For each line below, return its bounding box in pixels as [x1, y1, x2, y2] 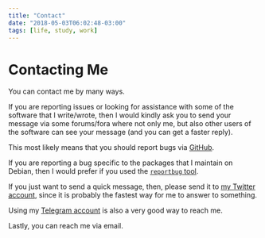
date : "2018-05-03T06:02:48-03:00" [8, 19, 127, 27]
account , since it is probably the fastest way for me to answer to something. [8, 190, 257, 200]
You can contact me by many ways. [8, 86, 125, 96]
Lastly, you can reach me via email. [8, 221, 123, 231]
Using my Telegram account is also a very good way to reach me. [8, 205, 223, 215]
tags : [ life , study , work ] [8, 26, 98, 34]
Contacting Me [8, 60, 109, 79]
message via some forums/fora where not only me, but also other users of [8, 119, 252, 129]
